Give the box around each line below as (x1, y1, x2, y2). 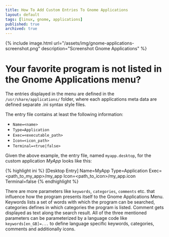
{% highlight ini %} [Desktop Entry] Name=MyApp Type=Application (5, 168, 148, 174)
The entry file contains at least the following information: (5, 111, 123, 117)
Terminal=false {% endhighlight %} (5, 178, 79, 185)
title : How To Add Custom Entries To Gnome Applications (5, 7, 128, 13)
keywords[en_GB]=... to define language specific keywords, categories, (5, 221, 155, 227)
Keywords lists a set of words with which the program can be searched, (5, 199, 155, 205)
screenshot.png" (5, 46, 41, 52)
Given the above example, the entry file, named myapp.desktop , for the (5, 152, 151, 159)
